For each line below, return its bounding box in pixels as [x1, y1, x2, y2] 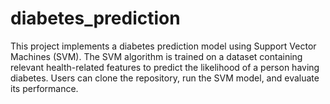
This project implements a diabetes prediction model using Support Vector [10, 40, 317, 52]
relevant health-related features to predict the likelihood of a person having [10, 61, 320, 73]
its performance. [10, 82, 79, 94]
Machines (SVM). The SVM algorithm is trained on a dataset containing [10, 50, 303, 62]
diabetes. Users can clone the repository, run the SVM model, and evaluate [10, 72, 320, 84]
